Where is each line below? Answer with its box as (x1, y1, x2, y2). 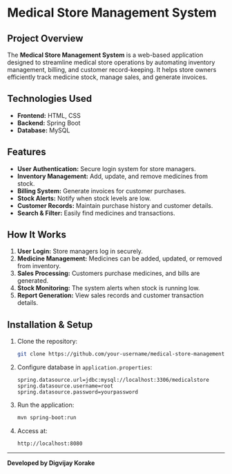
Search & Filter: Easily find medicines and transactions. (17, 209, 175, 217)
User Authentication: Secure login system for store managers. (17, 164, 197, 173)
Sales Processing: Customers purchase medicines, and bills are (17, 269, 200, 278)
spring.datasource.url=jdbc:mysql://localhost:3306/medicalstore (17, 376, 209, 384)
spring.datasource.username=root (17, 383, 114, 389)
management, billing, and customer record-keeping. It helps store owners (7, 66, 217, 73)
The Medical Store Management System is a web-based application (7, 51, 204, 59)
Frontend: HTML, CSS (17, 111, 81, 119)
